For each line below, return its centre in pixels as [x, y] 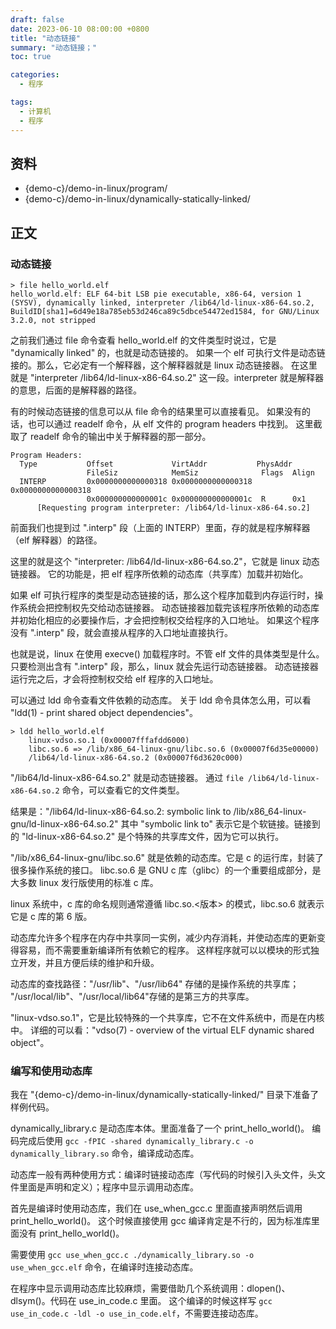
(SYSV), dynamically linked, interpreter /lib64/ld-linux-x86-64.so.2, [162, 303]
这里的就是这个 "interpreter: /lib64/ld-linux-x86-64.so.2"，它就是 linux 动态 [165, 561]
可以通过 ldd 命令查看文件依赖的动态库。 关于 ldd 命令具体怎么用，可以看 [161, 700]
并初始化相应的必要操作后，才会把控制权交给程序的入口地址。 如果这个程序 [165, 620]
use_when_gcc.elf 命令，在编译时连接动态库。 [104, 1267]
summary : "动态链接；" [54, 47]
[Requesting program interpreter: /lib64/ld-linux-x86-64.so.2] [173, 508]
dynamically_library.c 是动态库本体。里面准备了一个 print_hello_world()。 [160, 1128]
